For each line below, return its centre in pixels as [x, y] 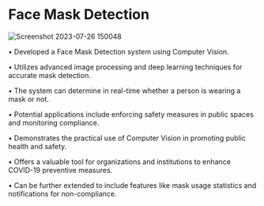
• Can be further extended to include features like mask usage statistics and [132, 185]
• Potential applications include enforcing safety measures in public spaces [131, 114]
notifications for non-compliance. [62, 193]
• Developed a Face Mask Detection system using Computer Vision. [119, 51]
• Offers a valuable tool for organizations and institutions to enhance [120, 161]
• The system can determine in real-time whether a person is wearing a [124, 90]
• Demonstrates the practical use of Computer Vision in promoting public [127, 138]
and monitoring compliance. [54, 122]
